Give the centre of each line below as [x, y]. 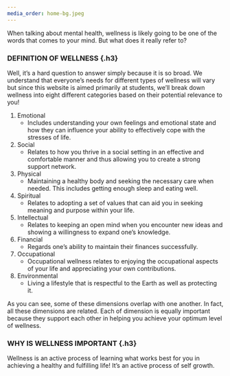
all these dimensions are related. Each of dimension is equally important [109, 311]
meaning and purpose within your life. [81, 210]
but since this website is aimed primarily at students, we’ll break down [106, 87]
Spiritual [29, 196]
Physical [29, 174]
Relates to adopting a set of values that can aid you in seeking [115, 202]
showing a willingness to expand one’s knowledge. [99, 232]
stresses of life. [49, 137]
